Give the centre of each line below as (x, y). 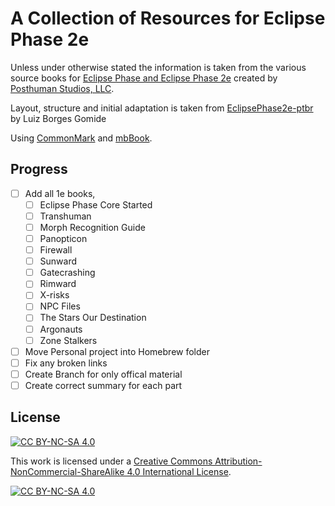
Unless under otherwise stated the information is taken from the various (158, 67)
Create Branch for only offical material (103, 374)
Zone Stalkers (68, 340)
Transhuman (65, 216)
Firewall (56, 250)
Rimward (58, 284)
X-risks (54, 295)
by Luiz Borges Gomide (58, 118)
